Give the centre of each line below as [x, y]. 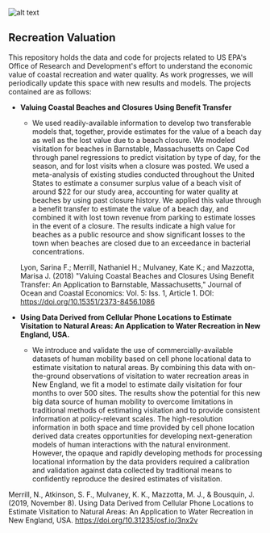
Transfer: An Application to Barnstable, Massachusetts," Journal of [131, 284]
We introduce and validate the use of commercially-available [133, 350]
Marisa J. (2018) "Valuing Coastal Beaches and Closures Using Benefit [137, 275]
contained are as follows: [50, 91]
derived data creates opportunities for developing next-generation [142, 435]
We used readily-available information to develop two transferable [141, 123]
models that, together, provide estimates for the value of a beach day [147, 131]
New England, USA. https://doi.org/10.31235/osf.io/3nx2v [103, 520]
